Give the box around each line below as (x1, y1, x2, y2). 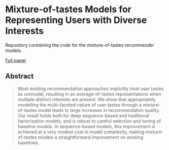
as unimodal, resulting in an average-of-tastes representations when (17, 91, 161, 97)
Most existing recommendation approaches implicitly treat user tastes (17, 85, 164, 92)
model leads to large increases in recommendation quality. (38, 107, 160, 113)
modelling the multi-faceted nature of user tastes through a (17, 102, 142, 108)
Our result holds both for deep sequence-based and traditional (17, 112, 149, 118)
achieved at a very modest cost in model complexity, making (17, 129, 145, 135)
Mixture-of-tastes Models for (5, 4, 132, 15)
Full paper (5, 57, 26, 63)
